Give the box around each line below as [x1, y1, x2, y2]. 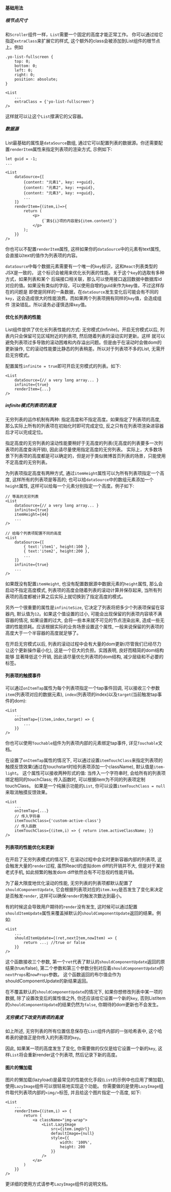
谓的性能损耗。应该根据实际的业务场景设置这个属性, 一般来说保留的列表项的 [5, 623, 164, 629]
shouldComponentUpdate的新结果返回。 [5, 978, 91, 984]
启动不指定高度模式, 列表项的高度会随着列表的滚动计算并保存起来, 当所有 [5, 587, 158, 593]
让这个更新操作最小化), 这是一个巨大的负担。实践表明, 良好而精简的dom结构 [5, 647, 164, 653]
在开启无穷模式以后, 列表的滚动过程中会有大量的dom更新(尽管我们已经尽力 [5, 641, 162, 647]
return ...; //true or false [23, 940, 85, 945]
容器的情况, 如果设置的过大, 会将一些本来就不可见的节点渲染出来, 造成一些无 [5, 617, 164, 623]
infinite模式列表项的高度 [5, 402, 56, 409]
